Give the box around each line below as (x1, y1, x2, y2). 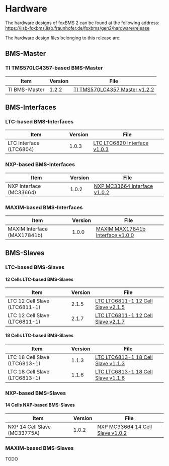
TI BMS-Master (8, 86, 45, 93)
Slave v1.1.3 (95, 360, 125, 367)
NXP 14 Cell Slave (8, 423, 51, 430)
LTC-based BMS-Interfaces (5, 118, 74, 125)
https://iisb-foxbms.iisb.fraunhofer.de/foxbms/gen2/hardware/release (5, 25, 150, 31)
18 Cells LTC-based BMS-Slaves (5, 333, 74, 339)
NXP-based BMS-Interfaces (5, 161, 75, 168)
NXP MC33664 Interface (94, 182, 153, 189)
